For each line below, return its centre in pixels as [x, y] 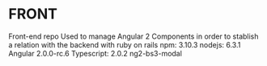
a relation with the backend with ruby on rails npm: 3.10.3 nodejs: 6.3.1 [125, 44]
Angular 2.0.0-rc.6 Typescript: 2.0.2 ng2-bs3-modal [95, 53]
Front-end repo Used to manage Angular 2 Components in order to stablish [133, 36]
